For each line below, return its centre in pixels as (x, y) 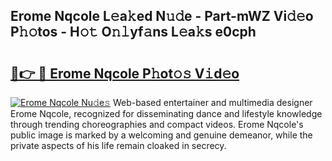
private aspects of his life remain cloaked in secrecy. (118, 145)
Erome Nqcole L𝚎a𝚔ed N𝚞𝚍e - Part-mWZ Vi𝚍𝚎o (162, 16)
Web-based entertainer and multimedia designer (212, 102)
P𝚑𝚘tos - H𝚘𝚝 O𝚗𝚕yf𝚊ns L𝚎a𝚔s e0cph (133, 32)
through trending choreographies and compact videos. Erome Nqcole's (157, 124)
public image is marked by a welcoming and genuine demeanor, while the (161, 135)
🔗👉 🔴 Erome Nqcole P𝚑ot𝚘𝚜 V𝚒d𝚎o (125, 73)
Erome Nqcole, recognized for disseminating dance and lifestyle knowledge (166, 113)
